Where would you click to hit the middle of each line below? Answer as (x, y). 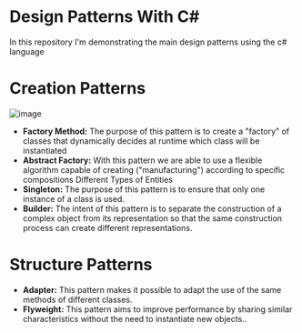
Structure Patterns (81, 265)
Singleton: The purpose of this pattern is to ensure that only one (144, 189)
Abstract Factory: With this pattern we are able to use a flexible (142, 160)
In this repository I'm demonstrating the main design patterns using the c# (148, 42)
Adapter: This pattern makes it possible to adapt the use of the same (152, 289)
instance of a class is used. (74, 198)
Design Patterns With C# (105, 17)
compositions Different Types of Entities (98, 179)
